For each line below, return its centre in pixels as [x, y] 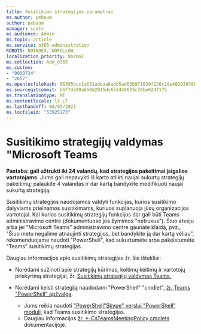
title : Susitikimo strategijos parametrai [60, 12]
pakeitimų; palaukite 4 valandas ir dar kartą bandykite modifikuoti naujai [95, 184]
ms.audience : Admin [31, 34]
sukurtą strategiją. [28, 190]
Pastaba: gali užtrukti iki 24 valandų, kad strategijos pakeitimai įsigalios [97, 171]
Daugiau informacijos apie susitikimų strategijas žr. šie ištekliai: [84, 258]
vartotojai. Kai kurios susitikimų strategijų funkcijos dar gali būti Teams [93, 215]
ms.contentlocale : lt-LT [37, 101]
